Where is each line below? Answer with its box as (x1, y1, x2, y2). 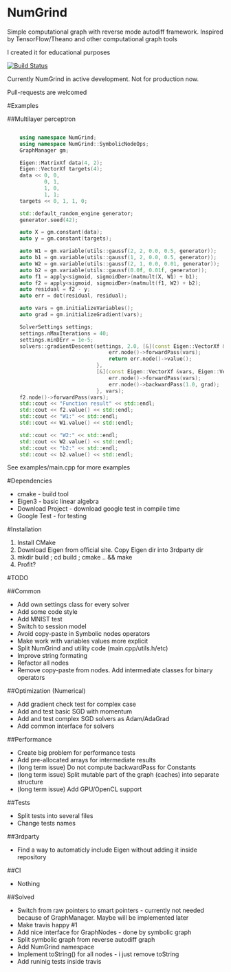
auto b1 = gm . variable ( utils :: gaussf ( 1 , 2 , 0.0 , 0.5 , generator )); (19, 254, 217, 261)
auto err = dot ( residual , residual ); (19, 292, 128, 300)
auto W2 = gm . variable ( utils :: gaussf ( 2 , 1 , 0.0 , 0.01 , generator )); (19, 260, 220, 267)
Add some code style (16, 608, 78, 616)
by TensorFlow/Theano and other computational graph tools (7, 34, 177, 43)
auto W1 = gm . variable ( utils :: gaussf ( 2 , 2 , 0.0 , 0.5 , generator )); (19, 247, 217, 255)
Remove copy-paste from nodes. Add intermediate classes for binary (16, 666, 213, 674)
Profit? (16, 560, 36, 568)
